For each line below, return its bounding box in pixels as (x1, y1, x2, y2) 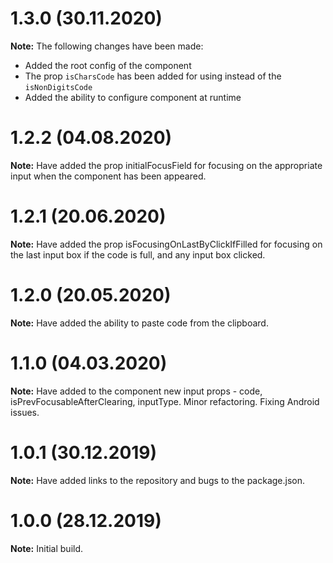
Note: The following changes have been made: (10, 40, 204, 52)
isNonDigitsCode (24, 82, 93, 92)
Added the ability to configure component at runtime (24, 91, 242, 103)
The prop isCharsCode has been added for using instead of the (24, 70, 282, 82)
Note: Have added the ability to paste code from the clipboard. (10, 317, 269, 329)
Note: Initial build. (10, 542, 84, 554)
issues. (10, 406, 40, 418)
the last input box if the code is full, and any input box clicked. (10, 248, 266, 261)
